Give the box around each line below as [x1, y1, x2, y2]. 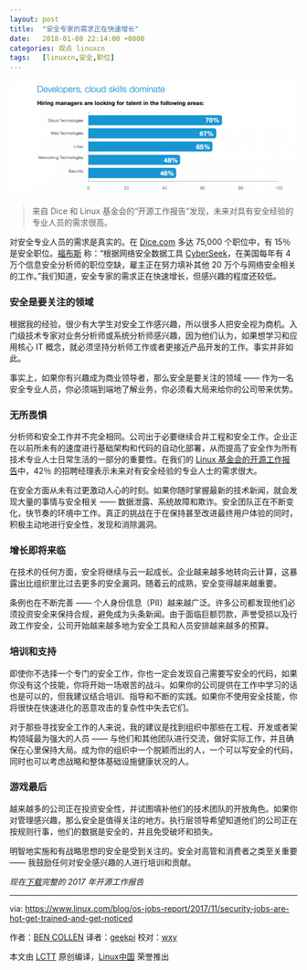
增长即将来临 [9, 543, 67, 556]
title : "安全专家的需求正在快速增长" [9, 24, 140, 34]
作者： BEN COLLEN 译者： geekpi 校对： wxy [9, 932, 178, 943]
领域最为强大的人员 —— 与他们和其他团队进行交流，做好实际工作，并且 [16, 733, 286, 743]
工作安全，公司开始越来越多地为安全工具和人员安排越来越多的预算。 [16, 620, 274, 631]
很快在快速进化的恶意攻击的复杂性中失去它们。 [16, 701, 194, 712]
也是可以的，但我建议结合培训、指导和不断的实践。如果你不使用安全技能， [9, 691, 290, 701]
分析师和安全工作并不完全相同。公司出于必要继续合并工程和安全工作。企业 [9, 430, 290, 442]
